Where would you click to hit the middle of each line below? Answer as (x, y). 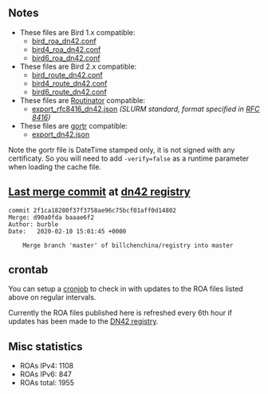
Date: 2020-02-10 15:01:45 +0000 (67, 231)
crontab (28, 270)
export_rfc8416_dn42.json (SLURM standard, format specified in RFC (146, 109)
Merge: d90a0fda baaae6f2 (51, 217)
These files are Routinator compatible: (83, 100)
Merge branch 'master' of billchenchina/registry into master (128, 245)
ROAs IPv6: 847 (45, 374)
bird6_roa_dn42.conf (66, 58)
